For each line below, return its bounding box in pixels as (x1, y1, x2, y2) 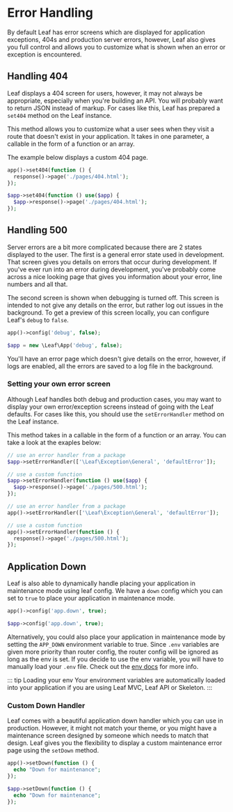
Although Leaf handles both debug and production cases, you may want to (7, 395, 222, 403)
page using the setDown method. (7, 746, 99, 755)
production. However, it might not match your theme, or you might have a (7, 724, 217, 732)
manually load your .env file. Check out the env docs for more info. (7, 662, 199, 670)
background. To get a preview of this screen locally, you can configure (7, 308, 210, 317)
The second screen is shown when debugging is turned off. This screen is (7, 293, 220, 301)
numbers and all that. (7, 280, 68, 288)
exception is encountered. (7, 50, 82, 59)
